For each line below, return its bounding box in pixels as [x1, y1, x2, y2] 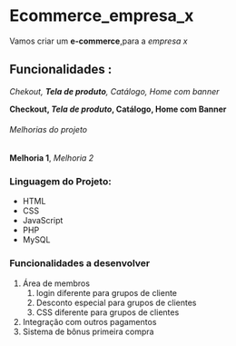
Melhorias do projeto [9, 124, 88, 135]
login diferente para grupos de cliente [35, 287, 178, 298]
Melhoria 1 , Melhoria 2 [9, 152, 94, 163]
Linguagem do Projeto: [9, 174, 112, 187]
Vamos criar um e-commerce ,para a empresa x [9, 35, 188, 46]
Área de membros [22, 278, 91, 289]
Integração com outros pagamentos [22, 316, 157, 327]
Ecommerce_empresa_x [9, 5, 194, 26]
